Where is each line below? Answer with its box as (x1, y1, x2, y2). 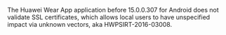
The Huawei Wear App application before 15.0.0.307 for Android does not (7, 6, 219, 14)
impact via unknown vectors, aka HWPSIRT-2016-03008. (7, 21, 173, 28)
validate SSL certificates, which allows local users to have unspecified (7, 13, 211, 21)
